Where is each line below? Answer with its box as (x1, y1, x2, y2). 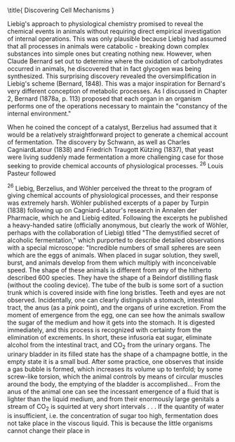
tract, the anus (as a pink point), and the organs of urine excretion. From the (7, 303, 227, 312)
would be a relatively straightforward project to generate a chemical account (7, 130, 229, 139)
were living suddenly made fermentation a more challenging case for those (7, 153, 224, 161)
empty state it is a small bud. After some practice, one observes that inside (7, 358, 224, 366)
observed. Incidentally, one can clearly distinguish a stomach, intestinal (7, 296, 214, 305)
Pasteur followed (7, 169, 56, 177)
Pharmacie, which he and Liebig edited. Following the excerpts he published (7, 214, 228, 222)
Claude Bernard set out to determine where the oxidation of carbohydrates (7, 57, 223, 65)
